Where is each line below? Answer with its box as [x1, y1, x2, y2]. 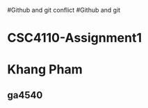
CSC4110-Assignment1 [7, 30, 142, 46]
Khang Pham [7, 62, 83, 78]
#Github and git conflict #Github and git [7, 6, 121, 14]
